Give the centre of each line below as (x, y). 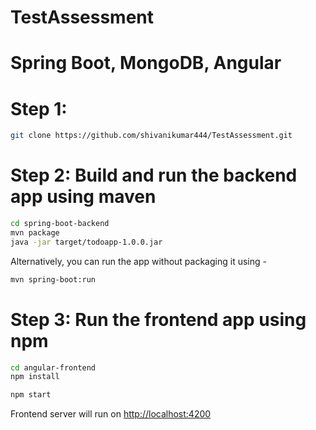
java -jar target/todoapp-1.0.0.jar (86, 242)
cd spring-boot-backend (60, 224)
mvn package (35, 233)
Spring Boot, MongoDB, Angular (146, 63)
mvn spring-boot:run (53, 279)
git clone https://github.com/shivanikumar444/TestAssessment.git (151, 136)
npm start (31, 395)
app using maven (83, 197)
